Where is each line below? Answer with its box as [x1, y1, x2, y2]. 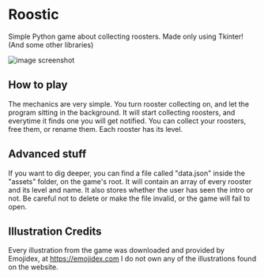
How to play [8, 78, 68, 92]
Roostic [8, 6, 59, 24]
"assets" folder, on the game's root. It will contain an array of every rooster [8, 176, 251, 186]
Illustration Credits [8, 224, 102, 238]
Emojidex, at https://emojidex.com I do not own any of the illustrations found [8, 254, 257, 264]
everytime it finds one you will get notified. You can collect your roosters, [8, 116, 247, 126]
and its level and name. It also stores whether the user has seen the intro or [8, 185, 254, 194]
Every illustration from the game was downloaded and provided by [8, 246, 225, 255]
